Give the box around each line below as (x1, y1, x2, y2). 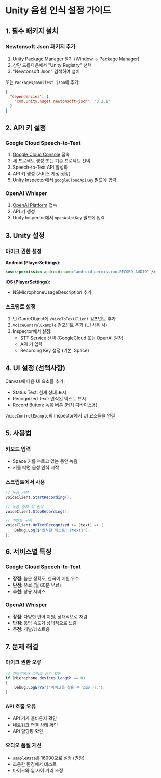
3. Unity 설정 (5, 231, 45, 240)
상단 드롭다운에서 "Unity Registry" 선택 (12, 62, 92, 68)
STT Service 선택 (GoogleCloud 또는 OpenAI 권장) (20, 335, 124, 341)
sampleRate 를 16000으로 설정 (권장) (12, 755, 85, 761)
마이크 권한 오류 (5, 659, 42, 666)
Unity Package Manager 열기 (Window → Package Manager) (12, 55, 140, 62)
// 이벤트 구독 (5, 518, 32, 523)
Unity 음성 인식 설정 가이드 (5, 5, 111, 16)
